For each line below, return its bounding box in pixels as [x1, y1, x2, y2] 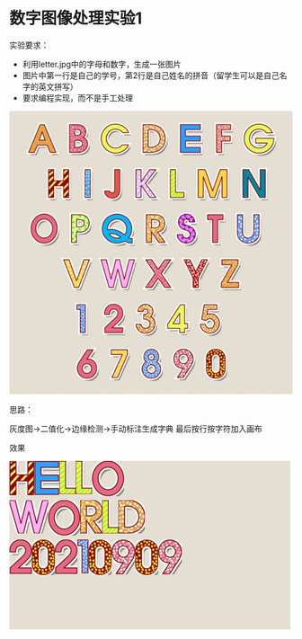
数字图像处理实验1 [9, 8, 143, 29]
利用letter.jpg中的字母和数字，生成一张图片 [22, 58, 182, 69]
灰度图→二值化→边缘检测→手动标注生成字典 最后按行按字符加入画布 [9, 423, 263, 434]
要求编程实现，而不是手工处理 [22, 92, 133, 103]
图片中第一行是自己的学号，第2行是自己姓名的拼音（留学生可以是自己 [22, 69, 280, 81]
